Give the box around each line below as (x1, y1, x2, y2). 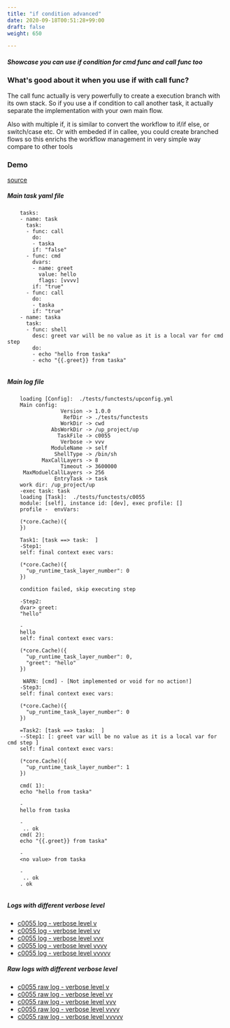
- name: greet (32, 265, 73, 272)
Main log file (7, 378, 44, 386)
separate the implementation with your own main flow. (7, 106, 164, 114)
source (7, 175, 28, 184)
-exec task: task (20, 487, 71, 495)
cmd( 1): (20, 782, 45, 789)
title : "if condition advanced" (7, 10, 101, 18)
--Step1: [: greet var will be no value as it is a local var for (20, 733, 217, 740)
